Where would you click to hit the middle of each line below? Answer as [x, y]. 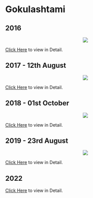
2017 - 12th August [36, 66]
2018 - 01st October [37, 103]
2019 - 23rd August [37, 141]
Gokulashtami [35, 9]
